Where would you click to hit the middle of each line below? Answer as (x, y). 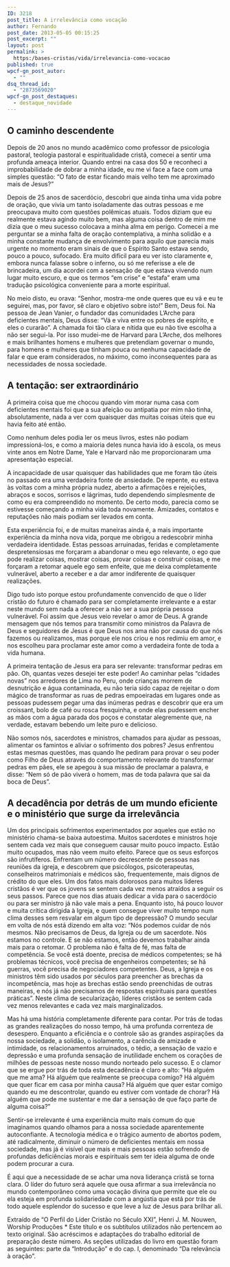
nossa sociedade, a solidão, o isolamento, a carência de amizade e (102, 1041)
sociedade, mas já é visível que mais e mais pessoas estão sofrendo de (108, 1149)
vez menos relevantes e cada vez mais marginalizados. (85, 1006)
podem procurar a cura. (41, 1164)
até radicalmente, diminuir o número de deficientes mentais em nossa (106, 1142)
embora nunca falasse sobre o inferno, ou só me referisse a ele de (101, 263)
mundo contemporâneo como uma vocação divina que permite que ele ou (112, 1192)
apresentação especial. (40, 459)
